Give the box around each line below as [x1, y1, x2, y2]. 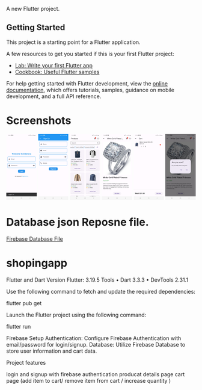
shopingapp [6, 256, 68, 270]
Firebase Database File [6, 235, 63, 243]
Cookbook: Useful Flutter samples [14, 68, 100, 75]
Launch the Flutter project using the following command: [6, 311, 147, 318]
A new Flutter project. [6, 5, 60, 12]
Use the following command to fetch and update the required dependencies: [6, 288, 195, 295]
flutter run [6, 323, 31, 330]
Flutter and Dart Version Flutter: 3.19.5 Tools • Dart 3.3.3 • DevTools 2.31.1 [6, 276, 188, 283]
